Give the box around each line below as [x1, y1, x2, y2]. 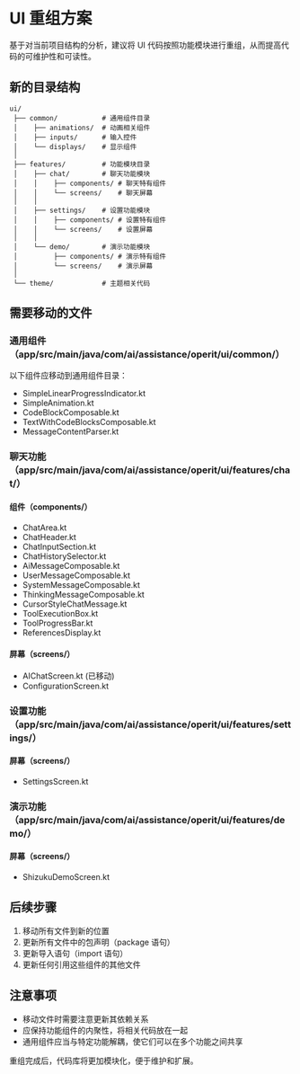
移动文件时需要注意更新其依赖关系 [22, 1013, 149, 1025]
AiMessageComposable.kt [22, 560, 120, 571]
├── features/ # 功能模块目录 [13, 159, 151, 169]
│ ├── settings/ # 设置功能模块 [13, 206, 151, 215]
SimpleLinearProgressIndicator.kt [22, 388, 146, 399]
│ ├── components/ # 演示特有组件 [13, 252, 166, 261]
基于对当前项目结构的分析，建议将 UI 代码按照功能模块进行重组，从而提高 [9, 40, 282, 50]
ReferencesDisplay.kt [22, 626, 101, 638]
